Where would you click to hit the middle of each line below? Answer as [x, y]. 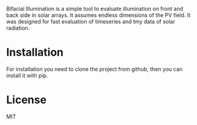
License [27, 100]
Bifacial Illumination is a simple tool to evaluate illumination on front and [95, 9]
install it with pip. [27, 75]
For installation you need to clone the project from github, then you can [94, 69]
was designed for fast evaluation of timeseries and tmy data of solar [91, 21]
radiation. [18, 28]
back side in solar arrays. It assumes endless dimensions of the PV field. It [98, 15]
